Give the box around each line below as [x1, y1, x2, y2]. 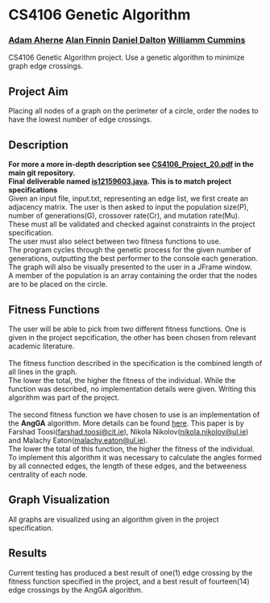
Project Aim [8, 85, 69, 98]
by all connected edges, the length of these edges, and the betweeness [8, 461, 247, 471]
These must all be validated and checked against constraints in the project [8, 219, 255, 229]
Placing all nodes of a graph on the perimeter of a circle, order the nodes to [8, 106, 259, 116]
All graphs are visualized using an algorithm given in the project [8, 514, 219, 524]
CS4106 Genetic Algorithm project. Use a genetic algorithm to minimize [8, 52, 245, 62]
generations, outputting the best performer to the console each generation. [8, 254, 258, 264]
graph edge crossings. [8, 61, 83, 71]
